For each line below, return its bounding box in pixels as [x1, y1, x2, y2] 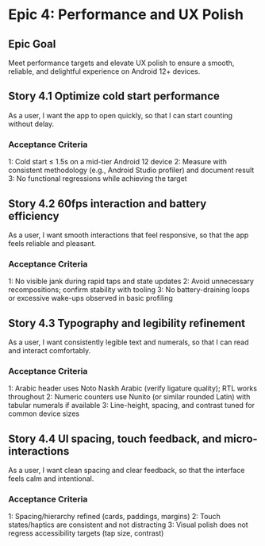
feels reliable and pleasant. [8, 238, 97, 248]
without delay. [8, 119, 54, 129]
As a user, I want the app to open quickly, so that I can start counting [8, 110, 232, 120]
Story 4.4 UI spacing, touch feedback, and [8, 432, 222, 445]
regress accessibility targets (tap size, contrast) [8, 529, 164, 538]
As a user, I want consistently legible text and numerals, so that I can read [8, 337, 249, 347]
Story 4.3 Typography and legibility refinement [8, 316, 246, 330]
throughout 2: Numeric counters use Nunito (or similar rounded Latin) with [8, 392, 251, 402]
